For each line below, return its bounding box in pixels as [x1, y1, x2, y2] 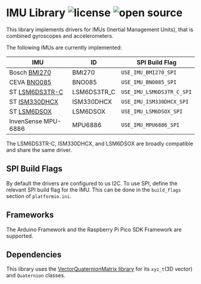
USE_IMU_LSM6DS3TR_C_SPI [121, 88, 192, 95]
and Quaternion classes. [6, 272, 66, 279]
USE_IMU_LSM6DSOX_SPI [121, 108, 183, 115]
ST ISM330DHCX [9, 97, 59, 106]
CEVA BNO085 [9, 78, 52, 86]
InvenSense [9, 117, 42, 125]
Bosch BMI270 [9, 68, 51, 76]
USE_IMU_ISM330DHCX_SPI [121, 98, 189, 105]
